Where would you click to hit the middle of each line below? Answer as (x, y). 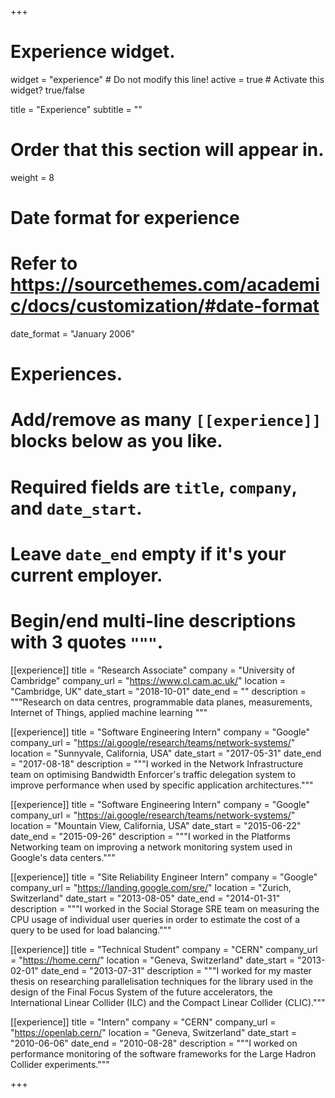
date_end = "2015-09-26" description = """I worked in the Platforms (151, 836)
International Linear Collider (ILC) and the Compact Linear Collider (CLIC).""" (168, 1002)
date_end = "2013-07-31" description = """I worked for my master (176, 970)
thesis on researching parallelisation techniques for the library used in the (162, 981)
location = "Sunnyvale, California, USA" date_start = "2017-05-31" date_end (166, 753)
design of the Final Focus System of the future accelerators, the (141, 992)
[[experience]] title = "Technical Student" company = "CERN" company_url (164, 949)
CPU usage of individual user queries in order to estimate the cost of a (155, 919)
